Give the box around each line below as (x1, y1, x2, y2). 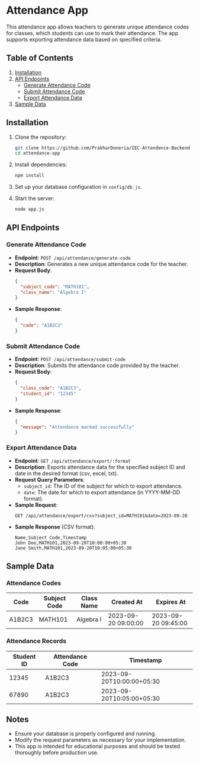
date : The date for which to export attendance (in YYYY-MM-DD (23, 488, 181, 496)
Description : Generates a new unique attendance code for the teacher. (14, 260, 188, 267)
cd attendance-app (14, 150, 60, 156)
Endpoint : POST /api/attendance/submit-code (14, 356, 126, 363)
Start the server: (14, 195, 55, 202)
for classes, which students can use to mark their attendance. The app (6, 29, 179, 36)
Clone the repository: (14, 133, 67, 140)
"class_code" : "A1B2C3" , (20, 385, 82, 391)
